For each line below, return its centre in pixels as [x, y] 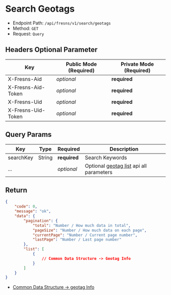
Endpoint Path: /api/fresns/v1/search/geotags [62, 23]
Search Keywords [106, 157]
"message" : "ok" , [33, 212]
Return [16, 190]
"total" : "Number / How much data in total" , [81, 225]
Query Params [28, 135]
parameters [99, 172]
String [45, 157]
